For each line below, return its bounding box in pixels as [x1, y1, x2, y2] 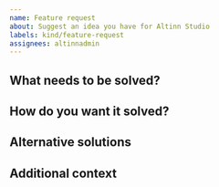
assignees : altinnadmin [9, 38, 100, 48]
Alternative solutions [9, 134, 132, 151]
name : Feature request [9, 13, 96, 23]
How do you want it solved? [9, 104, 170, 119]
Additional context [9, 165, 117, 181]
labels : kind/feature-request [9, 30, 125, 39]
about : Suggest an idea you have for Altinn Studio [9, 22, 210, 31]
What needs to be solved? [9, 72, 162, 88]
